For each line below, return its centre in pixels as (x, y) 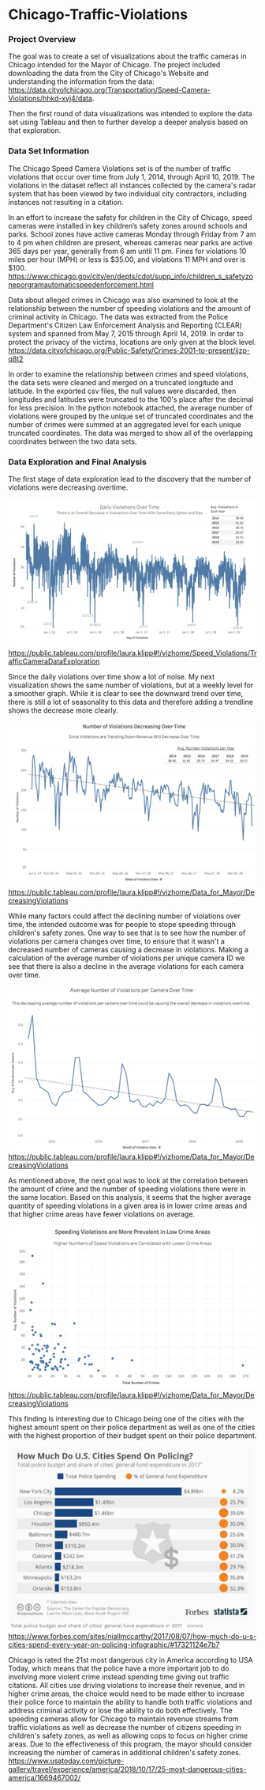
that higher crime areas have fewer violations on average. (102, 1214)
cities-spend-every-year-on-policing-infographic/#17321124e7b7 (114, 1644)
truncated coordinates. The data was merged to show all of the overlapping (131, 433)
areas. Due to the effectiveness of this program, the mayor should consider (130, 1744)
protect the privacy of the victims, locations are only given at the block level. (132, 342)
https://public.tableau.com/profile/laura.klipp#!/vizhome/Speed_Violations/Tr (132, 653)
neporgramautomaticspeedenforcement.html (81, 284)
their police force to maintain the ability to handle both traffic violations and (130, 1701)
